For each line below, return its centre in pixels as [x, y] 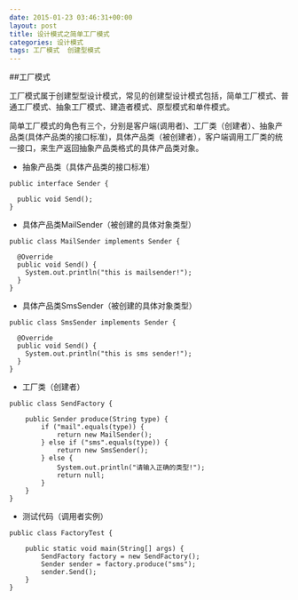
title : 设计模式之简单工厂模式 [59, 34]
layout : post [33, 26]
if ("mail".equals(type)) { [93, 428]
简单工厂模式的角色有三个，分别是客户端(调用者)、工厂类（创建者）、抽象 [142, 126]
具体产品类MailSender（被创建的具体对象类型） [109, 225]
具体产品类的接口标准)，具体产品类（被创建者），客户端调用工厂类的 [152, 137]
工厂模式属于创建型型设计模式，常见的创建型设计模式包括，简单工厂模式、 [145, 96]
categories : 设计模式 [47, 42]
